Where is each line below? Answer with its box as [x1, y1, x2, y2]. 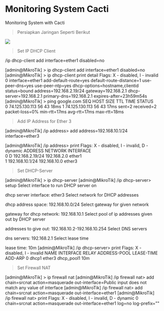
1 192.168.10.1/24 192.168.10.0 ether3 [5, 158, 78, 164]
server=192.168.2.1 [5, 93, 43, 99]
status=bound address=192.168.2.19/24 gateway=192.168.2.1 [5, 87, 127, 94]
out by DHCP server [5, 216, 46, 222]
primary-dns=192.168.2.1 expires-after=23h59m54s [43, 93, 147, 99]
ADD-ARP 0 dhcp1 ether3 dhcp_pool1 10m [5, 255, 90, 261]
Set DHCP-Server [17, 168, 53, 173]
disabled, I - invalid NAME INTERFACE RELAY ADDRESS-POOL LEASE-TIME [5, 250, 158, 256]
